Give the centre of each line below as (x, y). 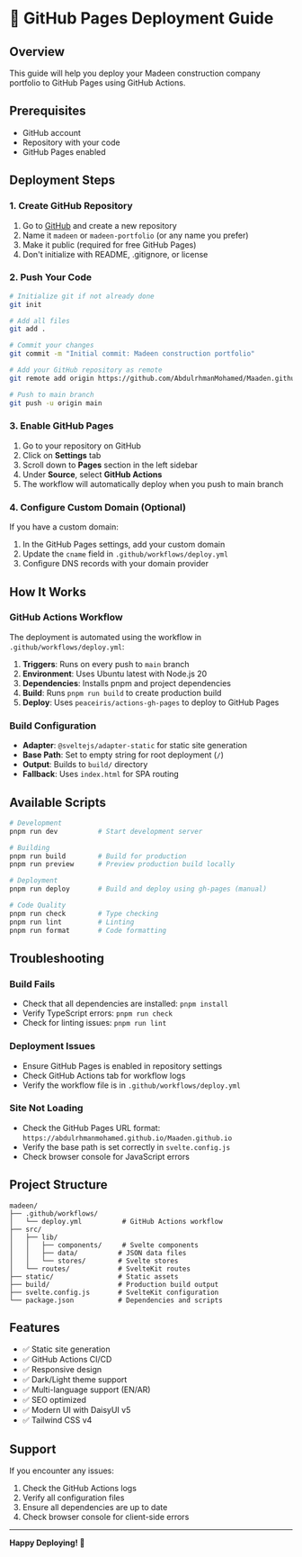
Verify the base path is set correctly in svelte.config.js (126, 1146)
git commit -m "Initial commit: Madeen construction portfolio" (132, 354)
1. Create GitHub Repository (71, 206)
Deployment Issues (53, 1046)
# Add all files (40, 321)
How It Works (48, 592)
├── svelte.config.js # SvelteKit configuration (114, 1292)
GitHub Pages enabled (64, 151)
